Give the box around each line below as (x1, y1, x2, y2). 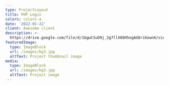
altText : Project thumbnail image (10, 53, 82, 59)
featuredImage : (5, 40, 37, 45)
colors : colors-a (5, 16, 42, 21)
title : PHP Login (5, 12, 42, 17)
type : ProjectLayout (5, 7, 49, 12)
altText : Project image (10, 72, 59, 77)
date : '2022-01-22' (5, 21, 46, 26)
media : (5, 58, 19, 63)
